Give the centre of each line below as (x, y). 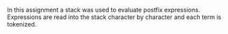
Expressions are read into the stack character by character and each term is (114, 17)
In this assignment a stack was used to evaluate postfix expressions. (104, 10)
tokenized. (22, 24)
